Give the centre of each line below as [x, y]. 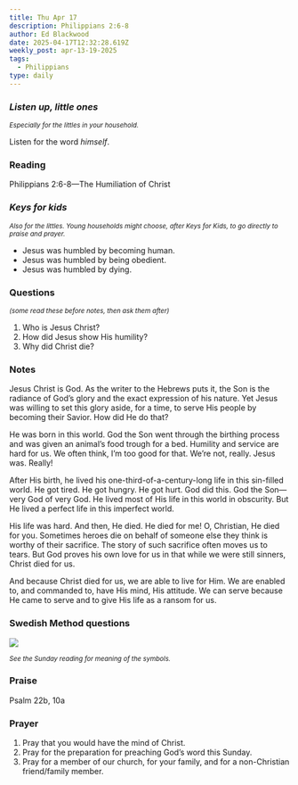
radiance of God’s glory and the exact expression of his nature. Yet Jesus [144, 399]
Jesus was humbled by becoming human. [98, 250]
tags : [19, 59]
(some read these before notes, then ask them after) [89, 310]
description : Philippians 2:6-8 [69, 26]
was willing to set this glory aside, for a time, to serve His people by [133, 408]
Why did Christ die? [58, 346]
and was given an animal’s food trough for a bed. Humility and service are [144, 444]
